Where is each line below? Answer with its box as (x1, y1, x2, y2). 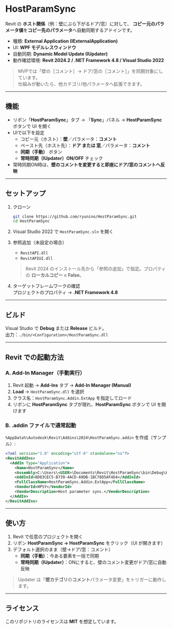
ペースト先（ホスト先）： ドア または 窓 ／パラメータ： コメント (20, 142, 150, 149)
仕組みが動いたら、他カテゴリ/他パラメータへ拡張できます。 (17, 80, 145, 87)
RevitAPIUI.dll (20, 256, 53, 261)
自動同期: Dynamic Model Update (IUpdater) (12, 51, 108, 57)
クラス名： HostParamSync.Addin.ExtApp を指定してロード (12, 395, 132, 401)
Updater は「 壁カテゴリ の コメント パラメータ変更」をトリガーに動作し (17, 576, 166, 582)
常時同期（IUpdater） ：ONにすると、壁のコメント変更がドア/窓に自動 (20, 559, 167, 565)
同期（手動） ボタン (20, 149, 62, 155)
